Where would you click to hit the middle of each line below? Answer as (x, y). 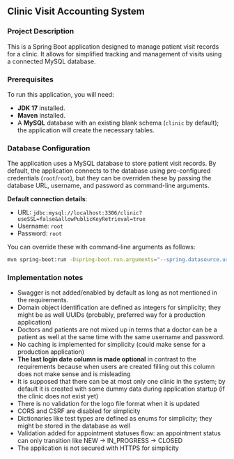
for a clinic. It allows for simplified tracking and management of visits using (115, 54)
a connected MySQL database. (52, 61)
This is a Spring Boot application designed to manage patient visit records (113, 46)
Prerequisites (30, 79)
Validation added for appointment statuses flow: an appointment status (119, 433)
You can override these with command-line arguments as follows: (101, 247)
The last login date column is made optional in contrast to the (107, 359)
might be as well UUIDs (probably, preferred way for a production (111, 315)
